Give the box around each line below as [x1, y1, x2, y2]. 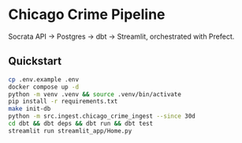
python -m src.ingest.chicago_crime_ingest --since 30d [8, 112, 195, 120]
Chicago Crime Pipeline [8, 6, 166, 24]
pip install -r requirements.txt [8, 97, 118, 106]
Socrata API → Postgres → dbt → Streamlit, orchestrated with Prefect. [8, 32, 235, 41]
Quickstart [8, 55, 62, 68]
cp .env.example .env [8, 75, 80, 84]
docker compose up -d [8, 83, 80, 91]
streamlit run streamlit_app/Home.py [8, 126, 132, 135]
